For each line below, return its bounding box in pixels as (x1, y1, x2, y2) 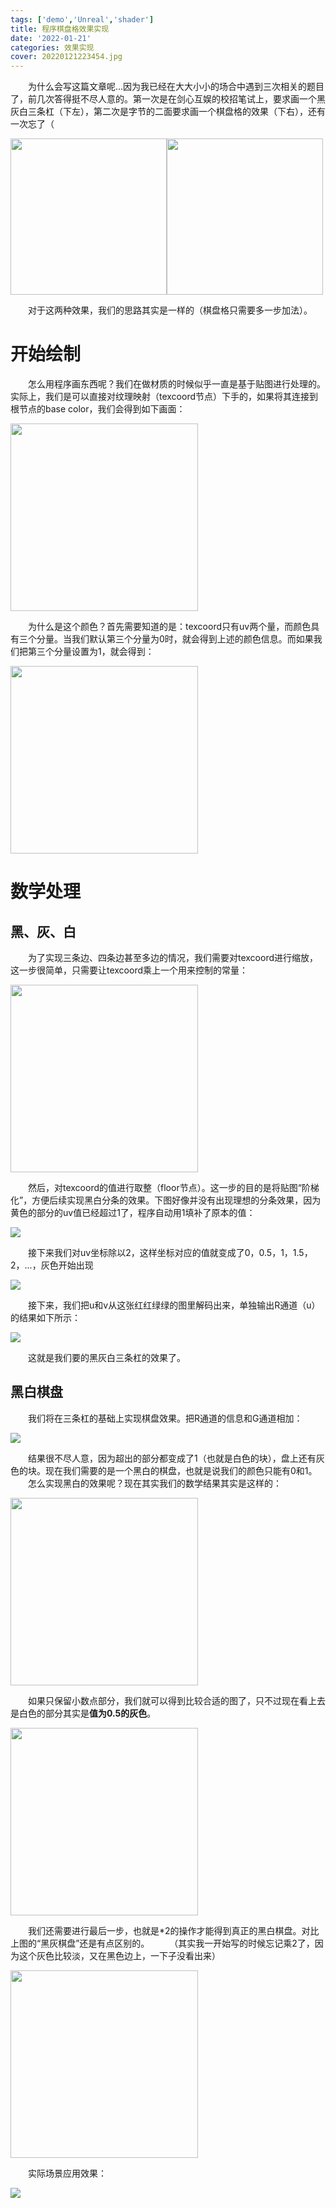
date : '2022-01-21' (10, 33, 92, 43)
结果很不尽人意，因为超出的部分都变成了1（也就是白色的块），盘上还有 (28, 1452, 317, 1464)
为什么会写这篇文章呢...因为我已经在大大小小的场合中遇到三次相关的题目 (28, 81, 325, 93)
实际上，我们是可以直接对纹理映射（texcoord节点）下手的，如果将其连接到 (10, 391, 319, 403)
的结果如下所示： (10, 1312, 81, 1324)
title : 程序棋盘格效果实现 (10, 24, 110, 34)
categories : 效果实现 (10, 42, 95, 53)
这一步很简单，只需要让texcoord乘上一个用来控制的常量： (10, 964, 249, 976)
